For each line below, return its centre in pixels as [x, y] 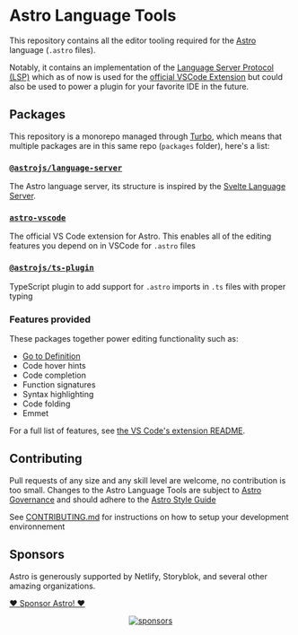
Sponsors [37, 555]
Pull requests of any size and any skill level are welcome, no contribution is [148, 480]
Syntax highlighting [58, 394]
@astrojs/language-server [66, 168]
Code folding [46, 404]
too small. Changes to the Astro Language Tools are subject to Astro [136, 490]
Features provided [50, 319]
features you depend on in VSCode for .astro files [102, 246]
